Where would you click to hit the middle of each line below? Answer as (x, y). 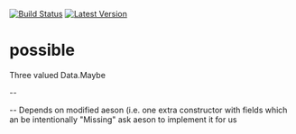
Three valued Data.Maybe (58, 75)
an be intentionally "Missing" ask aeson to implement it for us (123, 119)
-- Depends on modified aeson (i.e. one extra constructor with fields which (148, 110)
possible (42, 50)
